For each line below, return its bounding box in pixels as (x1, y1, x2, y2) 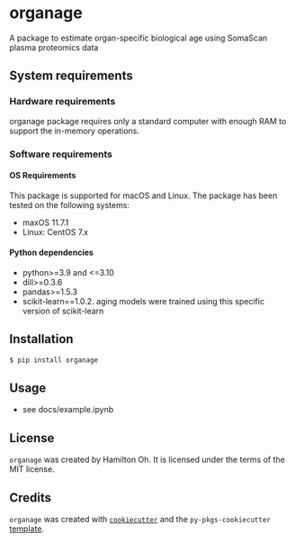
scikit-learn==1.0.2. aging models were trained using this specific (22, 295, 265, 306)
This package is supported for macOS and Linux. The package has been (9, 190, 278, 201)
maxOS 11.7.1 (22, 217, 69, 228)
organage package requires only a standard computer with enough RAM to (9, 115, 287, 126)
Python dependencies (9, 247, 94, 258)
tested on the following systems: (9, 199, 130, 210)
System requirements (9, 68, 133, 84)
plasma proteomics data (9, 41, 99, 52)
